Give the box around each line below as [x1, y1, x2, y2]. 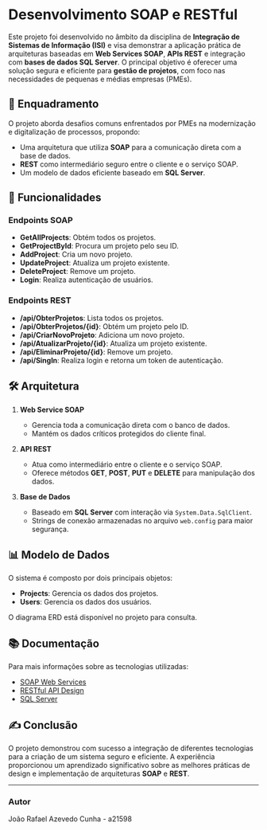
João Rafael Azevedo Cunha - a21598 [8, 814, 133, 824]
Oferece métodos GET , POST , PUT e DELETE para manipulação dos [31, 468, 256, 477]
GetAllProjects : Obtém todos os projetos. [19, 233, 157, 242]
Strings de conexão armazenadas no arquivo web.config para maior [31, 515, 253, 525]
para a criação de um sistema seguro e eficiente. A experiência [8, 751, 215, 761]
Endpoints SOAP [8, 215, 73, 226]
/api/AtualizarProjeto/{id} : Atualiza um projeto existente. [19, 339, 207, 348]
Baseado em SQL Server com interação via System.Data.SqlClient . [31, 507, 253, 517]
